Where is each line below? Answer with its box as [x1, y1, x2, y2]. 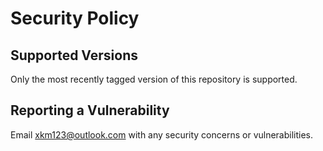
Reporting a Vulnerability [10, 102, 170, 119]
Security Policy [10, 7, 140, 30]
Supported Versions [10, 47, 138, 64]
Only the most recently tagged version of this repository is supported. [10, 73, 298, 85]
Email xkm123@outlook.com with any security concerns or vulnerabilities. [10, 128, 314, 141]
